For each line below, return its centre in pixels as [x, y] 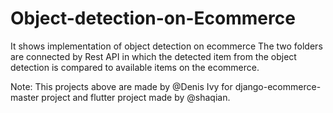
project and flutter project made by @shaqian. [136, 97]
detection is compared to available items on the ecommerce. [135, 67]
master [25, 97]
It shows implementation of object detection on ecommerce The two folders [166, 46]
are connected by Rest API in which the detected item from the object [153, 56]
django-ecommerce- [278, 86]
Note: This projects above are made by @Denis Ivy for [121, 86]
